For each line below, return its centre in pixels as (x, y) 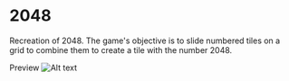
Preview (24, 67)
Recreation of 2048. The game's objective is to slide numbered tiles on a (145, 40)
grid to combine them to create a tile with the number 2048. (121, 49)
